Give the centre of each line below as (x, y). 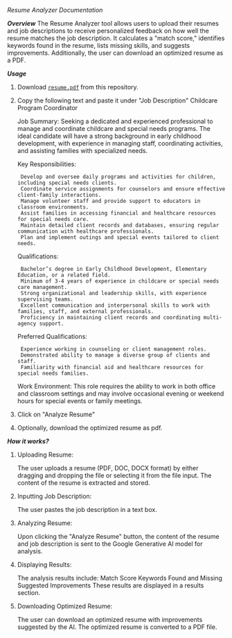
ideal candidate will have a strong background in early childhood (109, 136)
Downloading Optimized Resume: (65, 606)
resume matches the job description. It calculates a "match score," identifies (116, 38)
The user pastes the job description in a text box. (87, 509)
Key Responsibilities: (47, 164)
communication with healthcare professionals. (86, 231)
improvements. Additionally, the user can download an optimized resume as (115, 53)
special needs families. (53, 373)
